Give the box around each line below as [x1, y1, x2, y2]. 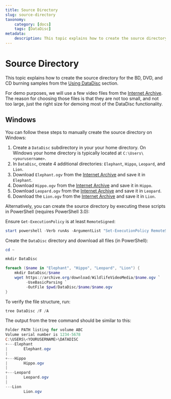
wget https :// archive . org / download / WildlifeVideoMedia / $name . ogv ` [14, 275, 160, 280]
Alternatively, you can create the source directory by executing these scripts [5, 203, 166, 209]
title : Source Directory [5, 7, 58, 13]
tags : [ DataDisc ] [14, 26, 51, 32]
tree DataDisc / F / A [5, 308, 49, 313]
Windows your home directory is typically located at [12, 150, 122, 156]
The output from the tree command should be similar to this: [5, 317, 131, 324]
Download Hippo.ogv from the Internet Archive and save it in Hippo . [12, 182, 153, 189]
